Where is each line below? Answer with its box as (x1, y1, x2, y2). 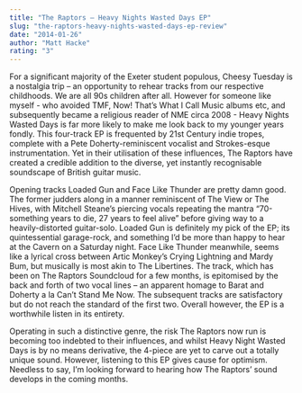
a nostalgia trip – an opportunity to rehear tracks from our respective (9, 81, 264, 92)
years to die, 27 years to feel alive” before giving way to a (50, 213, 264, 224)
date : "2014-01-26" (9, 30, 83, 39)
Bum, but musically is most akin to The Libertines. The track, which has (9, 261, 274, 272)
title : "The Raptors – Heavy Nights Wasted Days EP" (9, 13, 212, 22)
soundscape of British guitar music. (9, 167, 142, 178)
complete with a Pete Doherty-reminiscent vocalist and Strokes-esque (9, 138, 270, 149)
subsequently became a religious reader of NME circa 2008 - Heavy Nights (9, 110, 290, 121)
